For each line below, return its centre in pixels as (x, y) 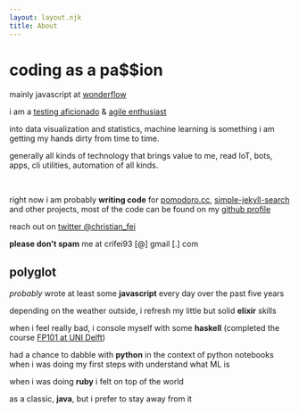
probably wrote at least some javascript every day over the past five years (147, 293)
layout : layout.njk (46, 17)
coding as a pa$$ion (86, 70)
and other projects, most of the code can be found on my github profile (140, 210)
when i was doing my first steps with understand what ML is (120, 364)
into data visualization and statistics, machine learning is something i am (142, 129)
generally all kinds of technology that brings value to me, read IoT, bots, (141, 156)
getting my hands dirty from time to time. (84, 138)
